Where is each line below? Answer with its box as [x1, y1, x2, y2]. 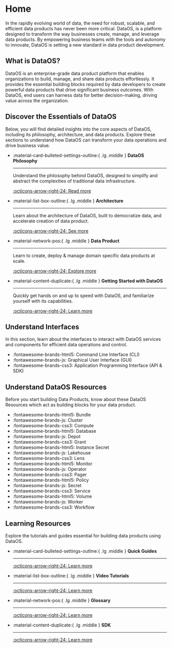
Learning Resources [5, 519, 71, 528]
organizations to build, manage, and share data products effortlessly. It [5, 75, 155, 82]
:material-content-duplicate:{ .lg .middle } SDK [12, 622, 111, 628]
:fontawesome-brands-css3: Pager [12, 472, 87, 478]
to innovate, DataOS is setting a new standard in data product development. [5, 41, 165, 48]
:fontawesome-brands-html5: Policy [12, 477, 89, 483]
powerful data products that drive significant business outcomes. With [5, 87, 154, 93]
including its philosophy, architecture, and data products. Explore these [5, 131, 156, 137]
